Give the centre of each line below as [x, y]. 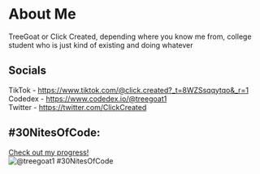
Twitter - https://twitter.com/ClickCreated [78, 107]
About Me [42, 14]
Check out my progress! [49, 152]
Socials [28, 71]
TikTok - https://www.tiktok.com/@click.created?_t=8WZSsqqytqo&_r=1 [129, 90]
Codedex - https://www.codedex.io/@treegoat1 [88, 99]
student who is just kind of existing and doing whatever [101, 45]
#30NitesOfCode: [54, 133]
